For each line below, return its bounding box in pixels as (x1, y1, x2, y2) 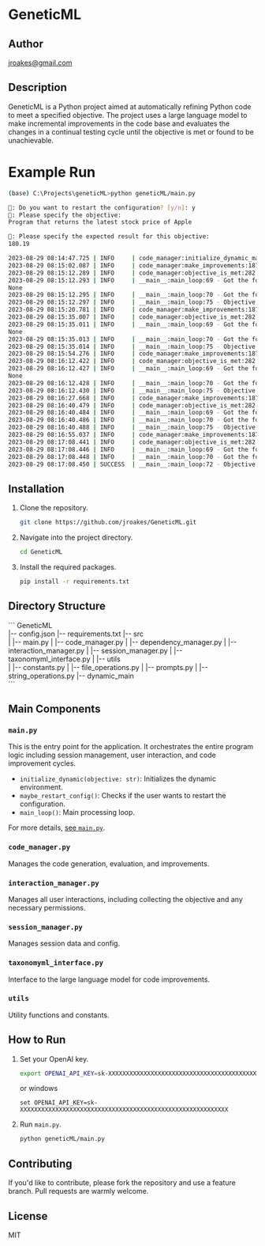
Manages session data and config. (8, 939, 121, 949)
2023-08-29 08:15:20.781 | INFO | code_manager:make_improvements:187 (8, 306, 259, 314)
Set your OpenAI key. (19, 1054, 89, 1063)
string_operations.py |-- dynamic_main (8, 671, 134, 680)
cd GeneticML (19, 548, 63, 556)
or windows (19, 1084, 58, 1093)
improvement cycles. (8, 759, 77, 768)
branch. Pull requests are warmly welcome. (8, 1187, 149, 1196)
